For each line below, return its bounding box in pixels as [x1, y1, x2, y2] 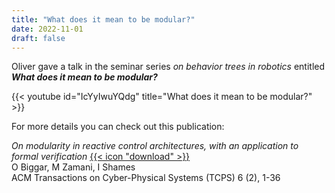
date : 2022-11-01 [11, 24, 84, 34]
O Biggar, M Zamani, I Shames [11, 161, 136, 173]
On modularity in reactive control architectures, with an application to [11, 140, 299, 152]
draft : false [11, 33, 66, 43]
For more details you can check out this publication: [11, 121, 225, 133]
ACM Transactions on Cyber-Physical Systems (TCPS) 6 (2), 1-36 [11, 172, 281, 184]
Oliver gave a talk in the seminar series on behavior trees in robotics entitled [11, 61, 326, 73]
